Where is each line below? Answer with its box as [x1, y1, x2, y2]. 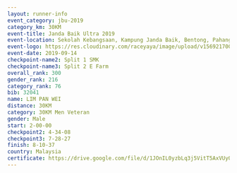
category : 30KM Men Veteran [7, 109, 90, 116]
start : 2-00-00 [7, 121, 52, 129]
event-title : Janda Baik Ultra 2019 [7, 30, 115, 37]
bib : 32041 [7, 89, 39, 96]
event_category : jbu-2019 [7, 17, 83, 24]
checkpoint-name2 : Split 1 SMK [7, 56, 99, 64]
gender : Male [7, 115, 46, 122]
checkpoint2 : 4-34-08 [7, 129, 71, 136]
